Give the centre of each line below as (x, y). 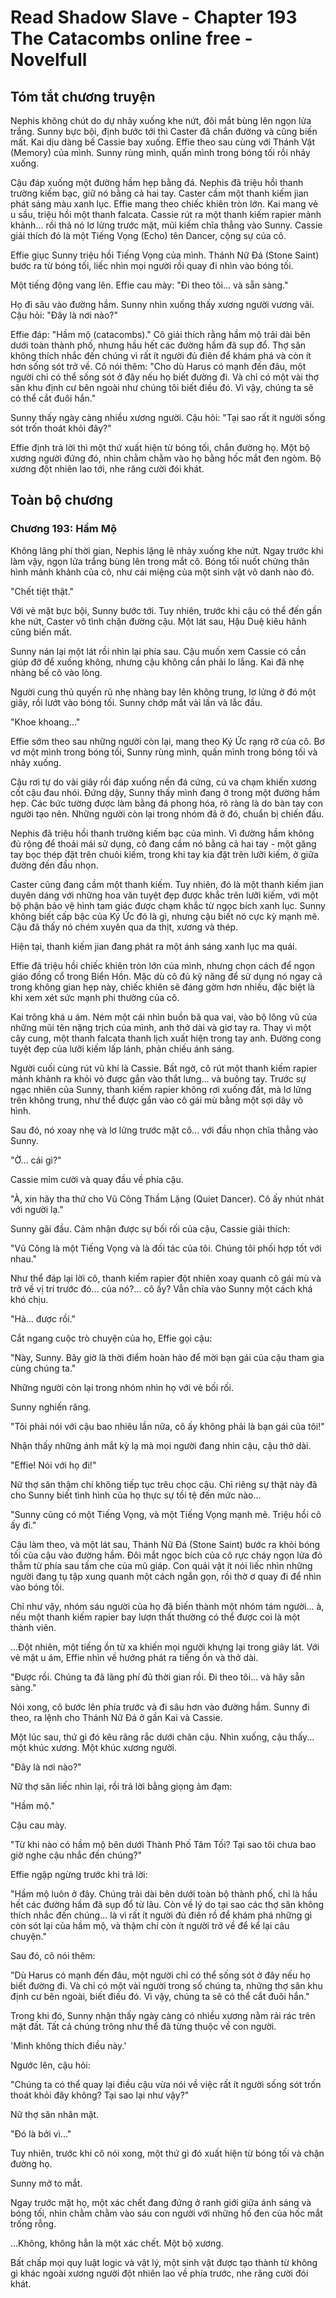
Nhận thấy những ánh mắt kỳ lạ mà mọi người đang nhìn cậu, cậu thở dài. (161, 1445)
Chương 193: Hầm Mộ (63, 529)
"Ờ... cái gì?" (36, 1160)
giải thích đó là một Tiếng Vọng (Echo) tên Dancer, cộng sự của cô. (148, 235)
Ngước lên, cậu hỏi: (50, 2065)
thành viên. (33, 1627)
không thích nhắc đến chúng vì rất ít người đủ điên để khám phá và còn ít (161, 355)
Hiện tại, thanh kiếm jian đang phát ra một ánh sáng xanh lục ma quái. (154, 946)
